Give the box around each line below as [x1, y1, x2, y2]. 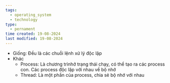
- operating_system [10, 12, 52, 17]
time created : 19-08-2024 [5, 31, 60, 36]
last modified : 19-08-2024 [5, 36, 63, 42]
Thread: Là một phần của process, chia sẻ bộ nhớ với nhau [20, 72, 145, 78]
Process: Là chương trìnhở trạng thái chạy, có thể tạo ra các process [20, 61, 165, 67]
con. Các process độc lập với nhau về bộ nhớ [20, 66, 116, 72]
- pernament [10, 27, 36, 32]
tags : [5, 7, 17, 13]
